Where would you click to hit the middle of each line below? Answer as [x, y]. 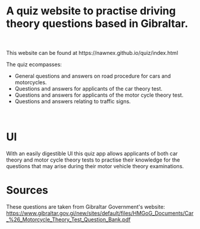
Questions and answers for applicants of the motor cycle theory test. [99, 95]
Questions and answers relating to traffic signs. [73, 101]
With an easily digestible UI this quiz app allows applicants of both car [92, 153]
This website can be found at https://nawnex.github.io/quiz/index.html [92, 52]
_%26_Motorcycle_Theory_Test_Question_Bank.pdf [68, 219]
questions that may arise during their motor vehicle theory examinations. [95, 166]
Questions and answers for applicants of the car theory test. [88, 88]
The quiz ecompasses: [34, 64]
